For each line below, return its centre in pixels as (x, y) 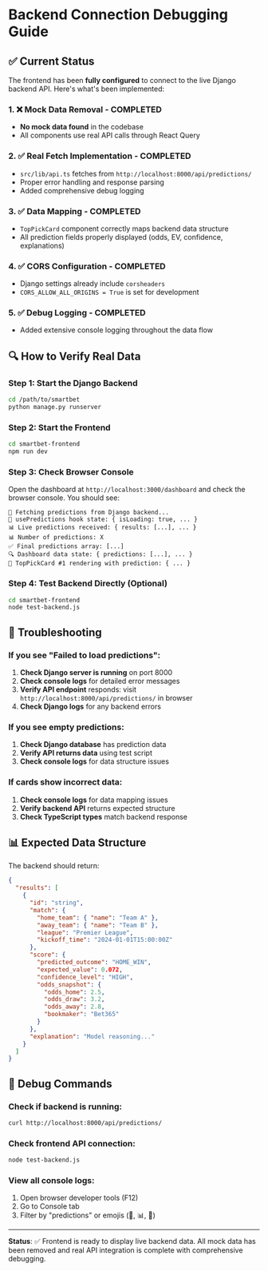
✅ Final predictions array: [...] (66, 546)
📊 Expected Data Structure (77, 842)
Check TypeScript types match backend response (104, 816)
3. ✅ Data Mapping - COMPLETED (75, 211)
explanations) (42, 245)
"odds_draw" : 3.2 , (74, 999)
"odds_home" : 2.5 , (74, 992)
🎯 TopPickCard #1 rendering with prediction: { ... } (100, 564)
